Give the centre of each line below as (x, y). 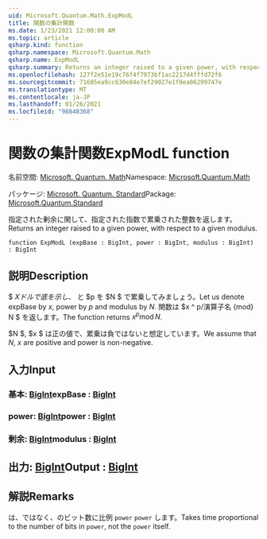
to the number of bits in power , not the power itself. (89, 526)
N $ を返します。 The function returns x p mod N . (85, 316)
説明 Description (48, 276)
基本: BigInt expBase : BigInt (62, 394)
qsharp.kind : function (46, 45)
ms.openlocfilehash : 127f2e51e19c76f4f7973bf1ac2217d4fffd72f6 (115, 75)
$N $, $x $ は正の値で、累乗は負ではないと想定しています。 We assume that (132, 334)
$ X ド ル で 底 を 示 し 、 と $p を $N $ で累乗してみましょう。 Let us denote (126, 297)
